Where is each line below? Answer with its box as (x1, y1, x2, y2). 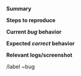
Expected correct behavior (6, 40, 75, 47)
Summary (6, 5, 31, 12)
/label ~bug (6, 63, 35, 70)
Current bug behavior (6, 28, 62, 35)
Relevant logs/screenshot (6, 51, 73, 59)
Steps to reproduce (6, 17, 56, 23)
